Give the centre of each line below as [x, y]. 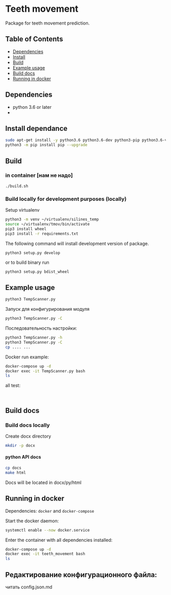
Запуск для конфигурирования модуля [48, 309]
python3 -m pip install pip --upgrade [46, 145]
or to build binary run [27, 262]
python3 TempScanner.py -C [34, 318]
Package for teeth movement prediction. [48, 23]
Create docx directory [28, 436]
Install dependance [36, 128]
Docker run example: [27, 357]
